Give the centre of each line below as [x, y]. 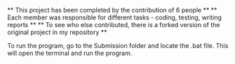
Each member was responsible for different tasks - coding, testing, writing [115, 17]
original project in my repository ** [57, 32]
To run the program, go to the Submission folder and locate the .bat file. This [118, 46]
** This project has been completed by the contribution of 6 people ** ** [112, 10]
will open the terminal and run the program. [70, 53]
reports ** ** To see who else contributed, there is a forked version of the [114, 25]
